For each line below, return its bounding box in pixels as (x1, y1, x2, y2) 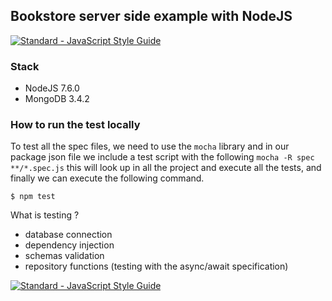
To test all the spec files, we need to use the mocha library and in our (10, 140, 290, 153)
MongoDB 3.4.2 (24, 93, 90, 105)
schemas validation (24, 250, 105, 262)
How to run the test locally (10, 118, 141, 132)
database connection (24, 229, 113, 241)
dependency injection (24, 239, 115, 251)
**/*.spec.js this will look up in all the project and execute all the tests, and (10, 162, 322, 174)
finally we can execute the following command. (10, 172, 205, 184)
